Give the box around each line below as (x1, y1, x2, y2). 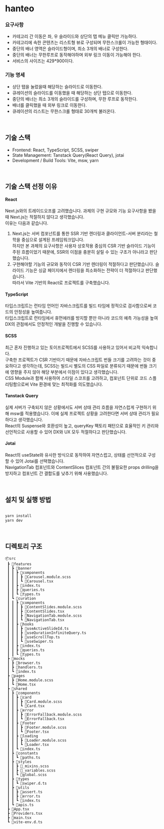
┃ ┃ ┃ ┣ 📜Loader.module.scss (7, 738, 67, 743)
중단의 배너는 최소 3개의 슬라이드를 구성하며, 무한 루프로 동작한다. (12, 96, 138, 102)
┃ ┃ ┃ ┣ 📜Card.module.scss (7, 699, 63, 704)
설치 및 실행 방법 (5, 496, 51, 504)
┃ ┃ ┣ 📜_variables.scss (7, 768, 56, 773)
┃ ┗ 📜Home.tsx (7, 682, 36, 687)
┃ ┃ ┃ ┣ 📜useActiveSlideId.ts (7, 626, 69, 631)
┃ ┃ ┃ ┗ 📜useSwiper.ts (7, 639, 54, 644)
